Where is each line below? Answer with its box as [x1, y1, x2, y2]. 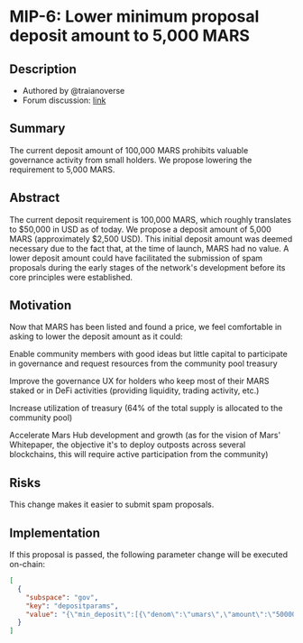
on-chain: [9, 559, 45, 570]
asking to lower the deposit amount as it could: [9, 331, 183, 342]
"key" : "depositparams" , [25, 602, 119, 611]
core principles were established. [9, 271, 133, 282]
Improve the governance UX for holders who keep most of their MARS [9, 376, 270, 387]
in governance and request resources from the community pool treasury [9, 358, 278, 369]
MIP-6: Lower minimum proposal [9, 6, 260, 27]
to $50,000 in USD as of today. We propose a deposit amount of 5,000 [9, 224, 272, 234]
